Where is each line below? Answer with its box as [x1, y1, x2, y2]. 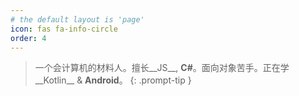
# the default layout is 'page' [10, 14, 145, 25]
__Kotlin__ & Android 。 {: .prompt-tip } [34, 74, 192, 86]
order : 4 [10, 33, 47, 43]
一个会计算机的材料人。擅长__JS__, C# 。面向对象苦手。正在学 [34, 62, 290, 74]
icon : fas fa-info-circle [10, 24, 118, 34]
